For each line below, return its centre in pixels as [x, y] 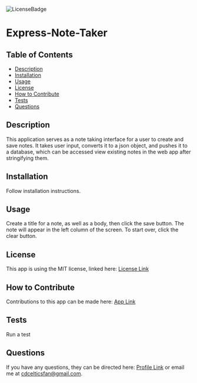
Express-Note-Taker [57, 33]
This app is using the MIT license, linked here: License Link [77, 269]
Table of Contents [40, 55]
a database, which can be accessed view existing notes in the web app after [98, 152]
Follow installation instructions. [44, 191]
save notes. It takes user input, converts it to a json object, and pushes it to [97, 145]
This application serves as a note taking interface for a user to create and [95, 139]
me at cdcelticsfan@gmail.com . [44, 373]
